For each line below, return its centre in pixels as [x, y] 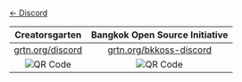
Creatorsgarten [48, 35]
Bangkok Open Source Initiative [159, 35]
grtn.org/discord [48, 50]
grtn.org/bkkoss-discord [159, 50]
